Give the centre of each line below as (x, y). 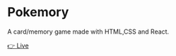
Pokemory (38, 12)
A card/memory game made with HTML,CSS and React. (88, 31)
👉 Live (18, 45)
